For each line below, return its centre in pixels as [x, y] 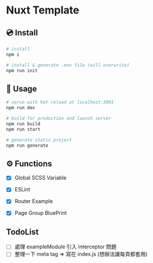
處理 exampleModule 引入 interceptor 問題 [65, 247]
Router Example [34, 201]
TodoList [23, 232]
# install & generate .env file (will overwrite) [68, 65]
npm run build [23, 124]
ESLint [22, 190]
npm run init [22, 70]
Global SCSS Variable [40, 178]
